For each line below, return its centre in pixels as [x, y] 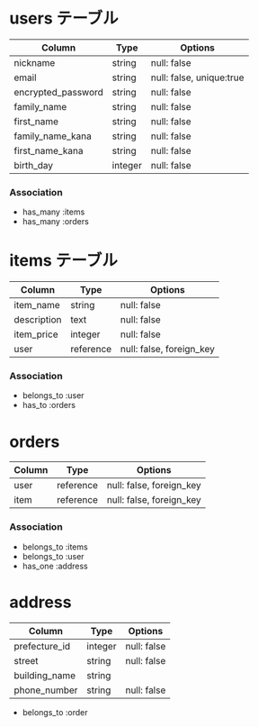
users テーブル [64, 18]
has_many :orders [56, 222]
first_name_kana [49, 150]
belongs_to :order [55, 712]
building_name [45, 675]
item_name [37, 305]
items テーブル [64, 261]
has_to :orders [49, 405]
